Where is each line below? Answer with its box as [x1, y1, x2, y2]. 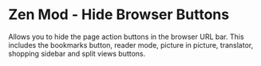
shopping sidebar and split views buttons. [8, 49, 146, 58]
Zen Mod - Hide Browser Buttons [8, 6, 230, 24]
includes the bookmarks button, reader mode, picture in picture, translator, [8, 40, 254, 49]
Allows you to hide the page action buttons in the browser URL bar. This [8, 32, 245, 41]
